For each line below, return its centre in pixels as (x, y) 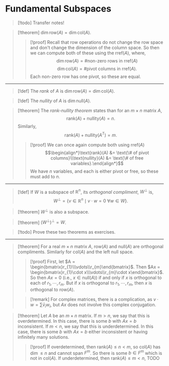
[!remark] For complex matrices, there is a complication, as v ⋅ (94, 300)
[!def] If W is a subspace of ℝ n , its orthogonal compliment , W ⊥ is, (86, 191)
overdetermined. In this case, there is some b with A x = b (77, 321)
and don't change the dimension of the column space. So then (95, 47)
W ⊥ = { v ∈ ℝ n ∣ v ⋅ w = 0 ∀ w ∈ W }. (91, 200)
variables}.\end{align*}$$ (97, 163)
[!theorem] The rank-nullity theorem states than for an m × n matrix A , (90, 110)
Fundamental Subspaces (58, 9)
